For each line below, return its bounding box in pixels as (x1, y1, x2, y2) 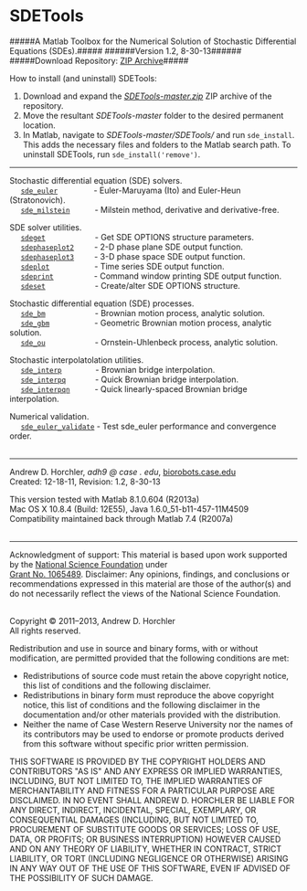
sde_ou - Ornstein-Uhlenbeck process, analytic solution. (20, 336, 279, 347)
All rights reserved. (9, 625, 81, 636)
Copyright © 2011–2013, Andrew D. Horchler (9, 615, 176, 626)
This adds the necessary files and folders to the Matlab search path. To (22, 139, 291, 150)
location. (22, 120, 57, 131)
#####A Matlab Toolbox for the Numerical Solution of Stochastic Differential (9, 36, 297, 47)
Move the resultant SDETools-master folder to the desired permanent (22, 110, 284, 121)
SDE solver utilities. (9, 221, 82, 233)
